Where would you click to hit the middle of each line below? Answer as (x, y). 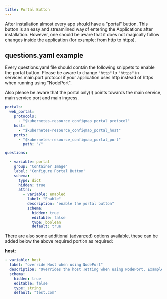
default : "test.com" (35, 293)
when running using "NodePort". (39, 83)
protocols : (25, 116)
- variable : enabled (44, 194)
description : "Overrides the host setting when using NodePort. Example (86, 269)
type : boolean (46, 222)
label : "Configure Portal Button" (50, 171)
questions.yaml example (44, 55)
